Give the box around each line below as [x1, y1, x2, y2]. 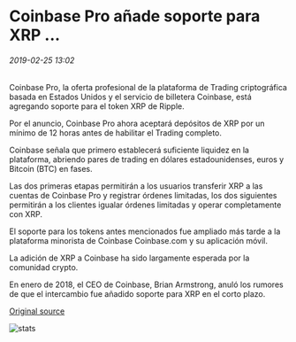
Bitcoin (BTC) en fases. [9, 164, 93, 175]
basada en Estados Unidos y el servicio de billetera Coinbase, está [9, 91, 252, 103]
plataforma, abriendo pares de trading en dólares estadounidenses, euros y [9, 154, 285, 165]
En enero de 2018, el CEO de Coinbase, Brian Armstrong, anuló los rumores [9, 279, 285, 290]
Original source [9, 306, 65, 316]
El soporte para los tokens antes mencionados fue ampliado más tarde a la [9, 226, 281, 237]
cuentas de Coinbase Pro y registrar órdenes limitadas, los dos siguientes [9, 190, 277, 201]
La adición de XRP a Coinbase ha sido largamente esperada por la [9, 253, 250, 263]
